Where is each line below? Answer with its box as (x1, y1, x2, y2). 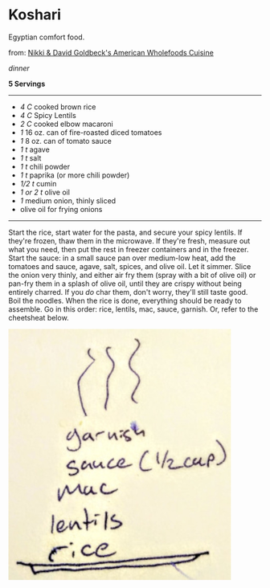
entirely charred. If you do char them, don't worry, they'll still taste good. (8, 287, 248, 296)
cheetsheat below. (8, 312, 70, 322)
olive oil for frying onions (19, 204, 103, 214)
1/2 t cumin (19, 178, 57, 188)
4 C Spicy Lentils (19, 110, 76, 120)
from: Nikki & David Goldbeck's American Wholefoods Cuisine (8, 47, 215, 57)
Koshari (8, 6, 62, 24)
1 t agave (19, 145, 50, 154)
